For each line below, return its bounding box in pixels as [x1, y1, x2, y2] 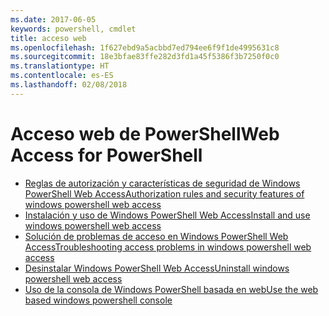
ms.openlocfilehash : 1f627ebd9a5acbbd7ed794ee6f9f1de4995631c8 [10, 42, 280, 53]
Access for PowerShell [10, 144, 203, 166]
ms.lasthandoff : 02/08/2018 [10, 80, 128, 90]
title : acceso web [10, 33, 87, 43]
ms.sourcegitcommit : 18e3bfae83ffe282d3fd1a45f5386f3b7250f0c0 [10, 52, 280, 62]
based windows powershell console [24, 294, 173, 306]
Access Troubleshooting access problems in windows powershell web [24, 241, 312, 253]
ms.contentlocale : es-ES [10, 71, 114, 81]
